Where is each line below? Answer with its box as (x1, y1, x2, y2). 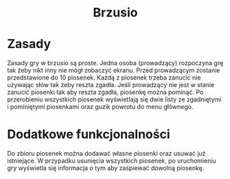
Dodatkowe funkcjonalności (7, 127, 170, 142)
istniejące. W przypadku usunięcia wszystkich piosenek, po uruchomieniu (7, 156, 216, 165)
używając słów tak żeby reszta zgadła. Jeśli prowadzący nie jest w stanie (7, 81, 215, 89)
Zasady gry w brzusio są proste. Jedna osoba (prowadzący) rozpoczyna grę (7, 59, 224, 67)
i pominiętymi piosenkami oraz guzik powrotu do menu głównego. (7, 103, 194, 111)
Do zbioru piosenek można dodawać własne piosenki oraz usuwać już (7, 150, 206, 158)
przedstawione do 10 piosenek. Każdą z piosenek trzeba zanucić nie (7, 73, 201, 82)
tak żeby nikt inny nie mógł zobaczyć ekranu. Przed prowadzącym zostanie (7, 67, 220, 75)
